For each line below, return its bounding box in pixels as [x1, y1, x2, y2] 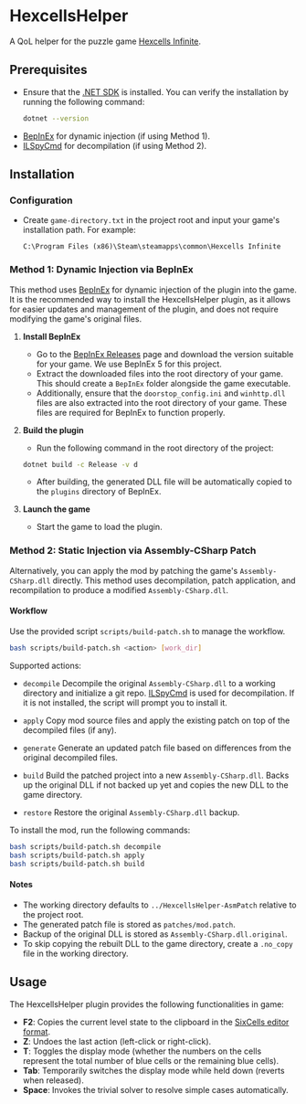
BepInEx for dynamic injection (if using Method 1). [22, 130, 210, 142]
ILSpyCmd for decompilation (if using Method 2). [22, 140, 207, 151]
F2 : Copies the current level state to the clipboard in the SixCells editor [22, 1016, 290, 1027]
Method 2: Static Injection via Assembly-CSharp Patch [9, 545, 257, 557]
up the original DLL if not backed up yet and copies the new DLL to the [22, 779, 290, 791]
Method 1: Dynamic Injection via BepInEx [9, 263, 194, 276]
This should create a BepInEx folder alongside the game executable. [36, 377, 290, 388]
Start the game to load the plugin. [36, 522, 163, 533]
